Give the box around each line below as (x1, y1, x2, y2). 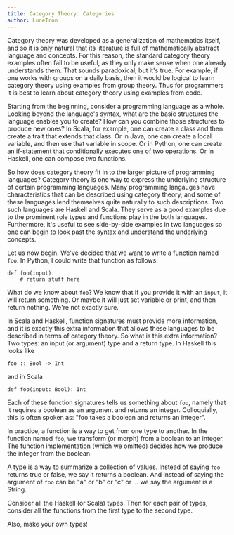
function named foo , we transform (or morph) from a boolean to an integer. (7, 434, 224, 442)
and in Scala (7, 372, 44, 381)
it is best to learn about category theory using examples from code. (7, 88, 202, 97)
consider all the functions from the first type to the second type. (7, 506, 193, 515)
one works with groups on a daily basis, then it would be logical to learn (7, 73, 215, 81)
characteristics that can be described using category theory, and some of (7, 190, 221, 199)
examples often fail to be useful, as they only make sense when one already (7, 58, 227, 67)
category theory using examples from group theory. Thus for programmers (7, 81, 224, 89)
